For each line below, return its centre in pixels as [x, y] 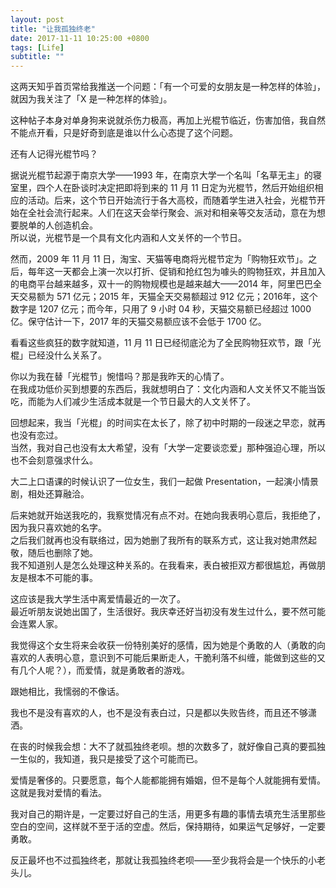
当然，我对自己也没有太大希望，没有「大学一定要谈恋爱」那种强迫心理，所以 [168, 448]
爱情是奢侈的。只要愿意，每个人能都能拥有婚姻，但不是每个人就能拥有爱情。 [168, 780]
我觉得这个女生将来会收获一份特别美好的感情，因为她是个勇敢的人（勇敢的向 [168, 645]
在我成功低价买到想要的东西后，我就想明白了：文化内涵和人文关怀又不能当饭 [168, 389]
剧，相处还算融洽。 [50, 494]
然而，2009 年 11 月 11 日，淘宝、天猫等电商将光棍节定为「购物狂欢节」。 [159, 259]
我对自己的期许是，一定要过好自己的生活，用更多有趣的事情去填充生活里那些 [168, 814]
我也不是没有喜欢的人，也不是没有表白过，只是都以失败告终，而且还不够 [159, 713]
